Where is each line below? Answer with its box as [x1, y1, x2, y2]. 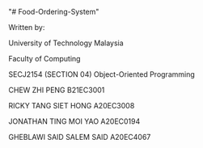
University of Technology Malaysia [8, 38, 124, 48]
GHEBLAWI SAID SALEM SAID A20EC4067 [8, 133, 151, 142]
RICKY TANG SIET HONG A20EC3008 [8, 101, 135, 110]
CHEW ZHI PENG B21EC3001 [8, 85, 105, 95]
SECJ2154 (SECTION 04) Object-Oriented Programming [8, 70, 196, 79]
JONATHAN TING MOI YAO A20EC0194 [8, 116, 141, 126]
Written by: [8, 23, 45, 32]
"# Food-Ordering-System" [8, 7, 99, 16]
